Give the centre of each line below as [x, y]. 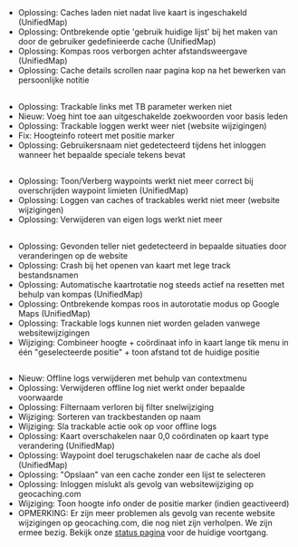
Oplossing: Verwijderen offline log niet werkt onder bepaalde [131, 387]
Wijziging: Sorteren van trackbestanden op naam [109, 416]
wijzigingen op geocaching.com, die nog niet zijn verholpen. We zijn [145, 523]
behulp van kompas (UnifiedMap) [80, 294]
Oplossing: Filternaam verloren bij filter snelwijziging [116, 406]
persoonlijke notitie [53, 80]
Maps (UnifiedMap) [54, 313]
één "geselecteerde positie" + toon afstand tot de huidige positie [139, 352]
